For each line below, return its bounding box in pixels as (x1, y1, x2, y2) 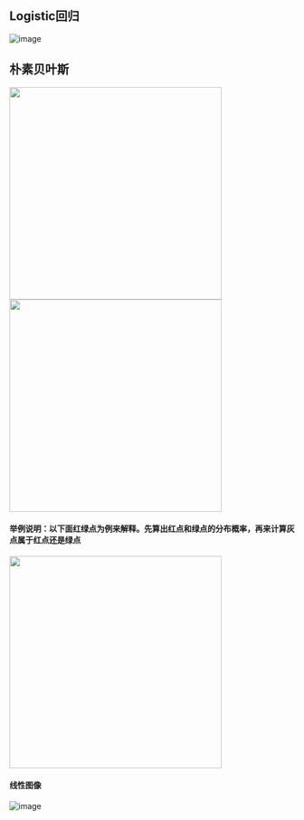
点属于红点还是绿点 (9, 535, 81, 545)
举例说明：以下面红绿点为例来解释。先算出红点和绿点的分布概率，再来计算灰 (9, 524, 295, 535)
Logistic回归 (9, 8, 80, 24)
